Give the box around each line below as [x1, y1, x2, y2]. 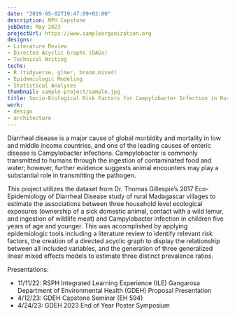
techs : [7, 62, 27, 69]
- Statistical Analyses [7, 82, 77, 89]
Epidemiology [7, 192, 47, 200]
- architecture [7, 114, 52, 121]
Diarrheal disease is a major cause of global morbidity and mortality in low [7, 134, 222, 142]
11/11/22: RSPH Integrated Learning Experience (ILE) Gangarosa [17, 278, 201, 287]
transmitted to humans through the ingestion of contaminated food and [7, 156, 212, 165]
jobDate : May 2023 [7, 23, 61, 30]
